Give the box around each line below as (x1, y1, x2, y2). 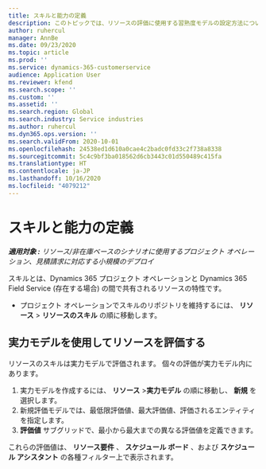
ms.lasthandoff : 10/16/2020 (8, 174, 102, 183)
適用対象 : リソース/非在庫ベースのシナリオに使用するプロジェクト (8, 246, 225, 256)
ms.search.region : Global (8, 108, 94, 116)
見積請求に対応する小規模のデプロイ (35, 256, 155, 266)
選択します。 (19, 395, 62, 405)
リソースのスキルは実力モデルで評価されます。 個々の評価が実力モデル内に (8, 358, 253, 368)
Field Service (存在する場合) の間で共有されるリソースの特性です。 (8, 283, 226, 293)
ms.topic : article (8, 49, 69, 57)
